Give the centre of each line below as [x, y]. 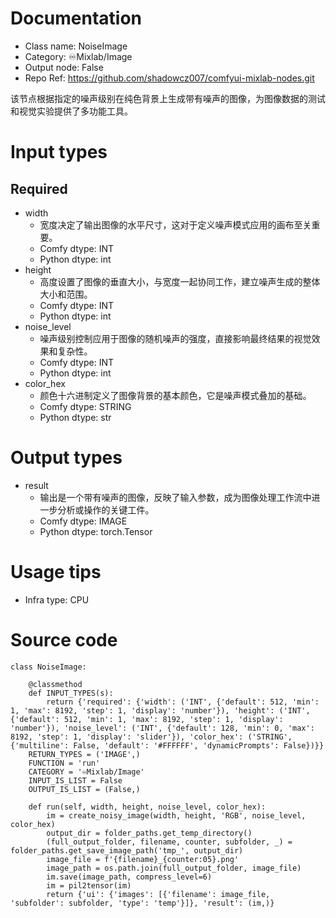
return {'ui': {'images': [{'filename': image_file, [158, 894]
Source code [64, 640]
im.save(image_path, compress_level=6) [129, 877]
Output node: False [64, 67]
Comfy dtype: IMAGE [83, 521]
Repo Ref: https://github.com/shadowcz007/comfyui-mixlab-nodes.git [169, 78]
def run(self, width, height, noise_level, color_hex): [147, 807]
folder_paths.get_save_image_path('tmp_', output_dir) [127, 850]
